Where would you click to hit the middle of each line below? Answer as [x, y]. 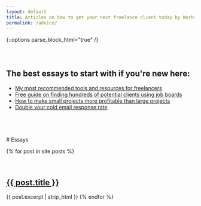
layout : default [26, 12]
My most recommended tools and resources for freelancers [89, 88]
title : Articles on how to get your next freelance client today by [93, 17]
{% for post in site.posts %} [40, 151]
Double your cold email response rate [61, 107]
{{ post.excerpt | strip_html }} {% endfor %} [60, 197]
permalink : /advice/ [32, 23]
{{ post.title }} [33, 182]
